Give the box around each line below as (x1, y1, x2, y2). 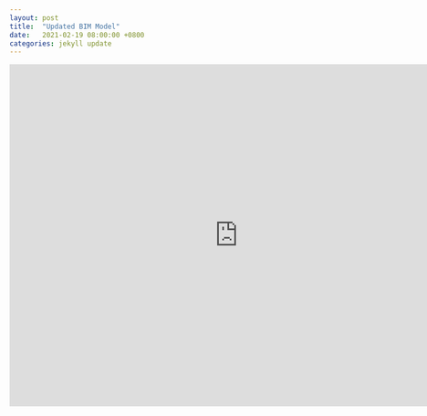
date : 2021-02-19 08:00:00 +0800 (9, 30, 145, 39)
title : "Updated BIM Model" (9, 22, 120, 31)
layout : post (9, 13, 59, 23)
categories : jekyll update (9, 38, 112, 48)
